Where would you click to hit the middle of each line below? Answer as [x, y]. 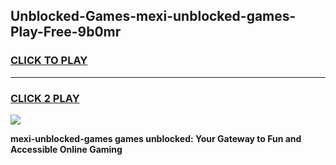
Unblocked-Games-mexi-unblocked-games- [153, 16]
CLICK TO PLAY [49, 61]
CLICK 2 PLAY [45, 98]
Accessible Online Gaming [66, 149]
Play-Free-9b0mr [66, 32]
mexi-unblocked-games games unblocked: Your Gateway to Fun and [156, 138]
